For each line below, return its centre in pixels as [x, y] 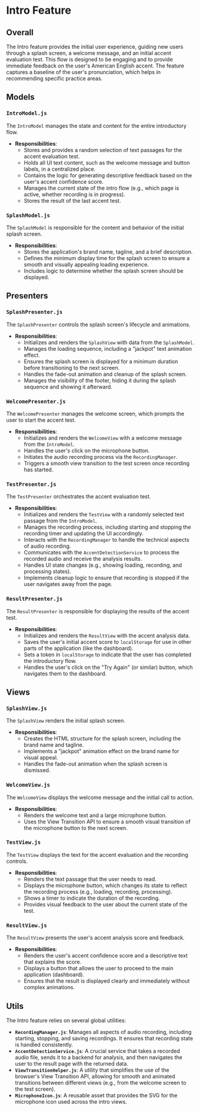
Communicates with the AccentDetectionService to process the [101, 553]
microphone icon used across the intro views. [71, 1101]
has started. [39, 470]
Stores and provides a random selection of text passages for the [103, 150]
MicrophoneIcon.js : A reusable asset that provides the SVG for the [96, 1095]
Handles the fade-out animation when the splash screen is [96, 764]
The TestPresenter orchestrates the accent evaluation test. [79, 496]
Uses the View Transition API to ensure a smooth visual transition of [107, 822]
